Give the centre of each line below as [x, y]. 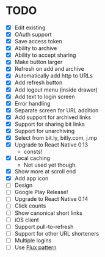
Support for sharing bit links [49, 124]
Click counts [30, 206]
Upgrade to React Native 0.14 [51, 199]
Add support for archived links [53, 117]
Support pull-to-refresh [44, 226]
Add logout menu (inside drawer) [56, 90]
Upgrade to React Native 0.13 [51, 145]
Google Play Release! [41, 192]
